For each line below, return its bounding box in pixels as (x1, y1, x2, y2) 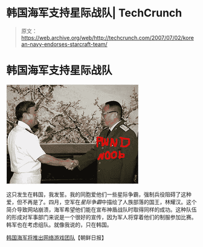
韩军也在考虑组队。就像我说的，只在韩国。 (6, 221, 112, 228)
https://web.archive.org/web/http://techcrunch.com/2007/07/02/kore (21, 34, 195, 41)
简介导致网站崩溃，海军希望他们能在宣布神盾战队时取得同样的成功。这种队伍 (6, 206, 197, 213)
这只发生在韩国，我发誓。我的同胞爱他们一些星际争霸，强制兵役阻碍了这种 (6, 191, 192, 198)
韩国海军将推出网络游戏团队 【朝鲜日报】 (6, 234, 107, 241)
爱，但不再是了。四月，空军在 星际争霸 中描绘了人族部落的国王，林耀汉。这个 (6, 198, 197, 205)
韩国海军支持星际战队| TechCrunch (6, 6, 182, 20)
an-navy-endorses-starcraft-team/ (21, 41, 108, 48)
